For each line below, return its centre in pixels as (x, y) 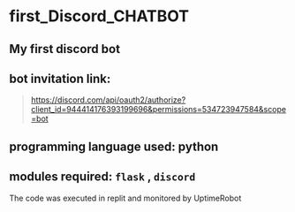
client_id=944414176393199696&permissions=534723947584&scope (159, 110)
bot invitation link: (60, 78)
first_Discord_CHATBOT (99, 16)
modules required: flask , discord (102, 177)
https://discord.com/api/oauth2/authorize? (108, 100)
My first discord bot (65, 49)
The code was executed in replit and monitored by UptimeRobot (125, 198)
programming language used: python (114, 146)
